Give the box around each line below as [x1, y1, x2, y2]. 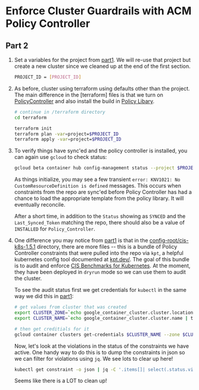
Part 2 [5, 40, 29, 51]
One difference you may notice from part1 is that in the [14, 237, 148, 244]
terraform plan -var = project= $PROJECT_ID [14, 131, 119, 137]
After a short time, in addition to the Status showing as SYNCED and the [14, 213, 186, 220]
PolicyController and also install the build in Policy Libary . [14, 97, 155, 105]
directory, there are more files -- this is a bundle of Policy [36, 243, 178, 251]
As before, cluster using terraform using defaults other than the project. [14, 85, 190, 92]
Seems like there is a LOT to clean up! [14, 377, 107, 385]
